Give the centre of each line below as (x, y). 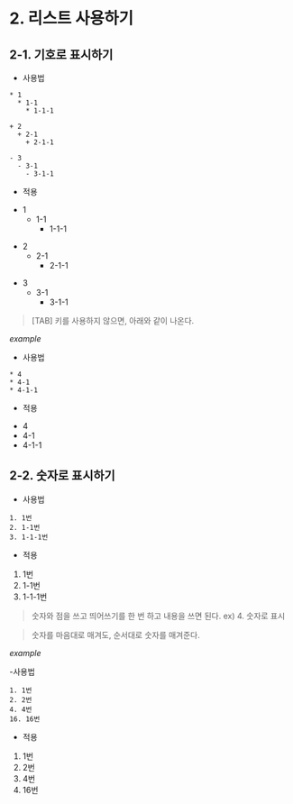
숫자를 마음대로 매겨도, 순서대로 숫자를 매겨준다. (116, 635)
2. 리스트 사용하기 (71, 18)
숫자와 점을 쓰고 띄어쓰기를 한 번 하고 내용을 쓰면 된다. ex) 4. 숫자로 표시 (158, 616)
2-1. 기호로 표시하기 (61, 55)
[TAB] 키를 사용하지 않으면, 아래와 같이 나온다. (113, 320)
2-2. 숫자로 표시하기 (62, 475)
